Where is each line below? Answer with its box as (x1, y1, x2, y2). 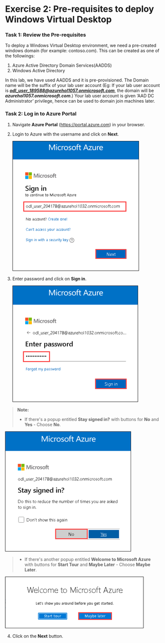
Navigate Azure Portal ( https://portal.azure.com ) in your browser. (12, 121, 145, 127)
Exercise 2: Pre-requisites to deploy (5, 3, 154, 15)
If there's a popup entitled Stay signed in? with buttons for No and (24, 416, 159, 422)
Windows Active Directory (12, 68, 65, 74)
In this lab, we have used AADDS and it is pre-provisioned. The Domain (5, 77, 149, 83)
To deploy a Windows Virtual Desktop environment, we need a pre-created (5, 43, 157, 49)
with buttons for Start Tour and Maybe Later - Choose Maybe (24, 561, 151, 567)
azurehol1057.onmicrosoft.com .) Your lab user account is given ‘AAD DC (5, 93, 155, 99)
